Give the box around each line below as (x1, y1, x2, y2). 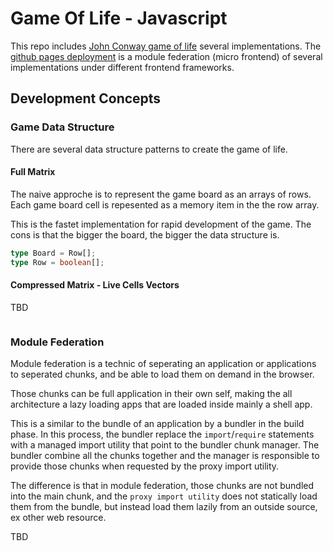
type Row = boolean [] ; (10, 257, 105, 267)
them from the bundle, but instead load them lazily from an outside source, (10, 501, 318, 513)
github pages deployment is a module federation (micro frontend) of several (10, 50, 323, 62)
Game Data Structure (10, 120, 115, 134)
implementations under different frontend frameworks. (10, 61, 235, 73)
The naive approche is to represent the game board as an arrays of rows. (10, 188, 312, 200)
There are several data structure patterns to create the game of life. (10, 143, 288, 155)
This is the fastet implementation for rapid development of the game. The (10, 218, 312, 230)
